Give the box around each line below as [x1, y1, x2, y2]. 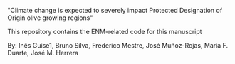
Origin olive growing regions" [7, 14, 93, 22]
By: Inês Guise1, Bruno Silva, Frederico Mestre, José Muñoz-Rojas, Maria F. [7, 41, 229, 49]
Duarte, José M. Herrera [7, 49, 79, 57]
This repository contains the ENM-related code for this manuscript [7, 28, 202, 36]
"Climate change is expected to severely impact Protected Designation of [7, 6, 223, 14]
